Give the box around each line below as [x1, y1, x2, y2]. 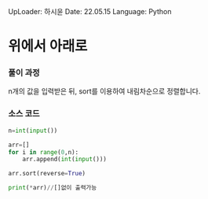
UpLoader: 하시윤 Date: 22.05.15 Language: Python [8, 7, 172, 16]
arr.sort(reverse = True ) [8, 170, 86, 178]
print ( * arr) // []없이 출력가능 [8, 184, 97, 192]
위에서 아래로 [8, 38, 88, 55]
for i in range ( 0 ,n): [8, 148, 79, 156]
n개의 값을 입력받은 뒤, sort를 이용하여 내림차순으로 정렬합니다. [8, 87, 201, 96]
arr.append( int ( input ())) [22, 156, 108, 164]
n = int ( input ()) [8, 127, 58, 135]
